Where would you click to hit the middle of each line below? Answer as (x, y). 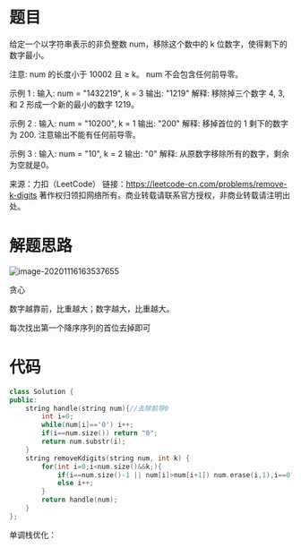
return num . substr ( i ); (84, 442)
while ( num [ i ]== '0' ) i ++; (88, 425)
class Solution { (42, 391)
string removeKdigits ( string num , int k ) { (108, 458)
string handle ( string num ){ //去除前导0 (97, 408)
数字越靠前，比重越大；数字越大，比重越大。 (92, 308)
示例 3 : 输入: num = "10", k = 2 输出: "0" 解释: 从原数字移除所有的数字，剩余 (149, 153)
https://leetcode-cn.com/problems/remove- (206, 184)
